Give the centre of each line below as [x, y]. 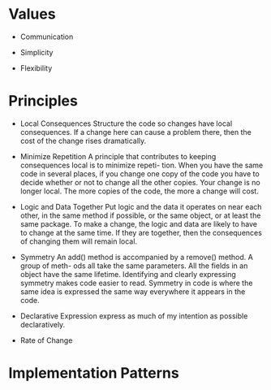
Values [32, 14]
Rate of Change [46, 340]
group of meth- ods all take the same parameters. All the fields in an [134, 266]
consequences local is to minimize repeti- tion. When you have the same [142, 165]
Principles [43, 101]
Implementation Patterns [94, 373]
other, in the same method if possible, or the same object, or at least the [140, 215]
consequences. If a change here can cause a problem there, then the [135, 132]
